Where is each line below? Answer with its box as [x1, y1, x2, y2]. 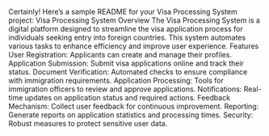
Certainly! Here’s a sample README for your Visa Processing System [8, 7, 237, 16]
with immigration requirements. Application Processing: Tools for [8, 76, 224, 85]
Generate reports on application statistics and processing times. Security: [8, 110, 254, 120]
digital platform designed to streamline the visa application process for [8, 24, 244, 33]
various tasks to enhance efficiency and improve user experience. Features [8, 41, 259, 51]
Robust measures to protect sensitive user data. [8, 119, 168, 128]
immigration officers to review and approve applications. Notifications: [8, 84, 242, 94]
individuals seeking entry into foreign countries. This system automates [8, 32, 246, 42]
